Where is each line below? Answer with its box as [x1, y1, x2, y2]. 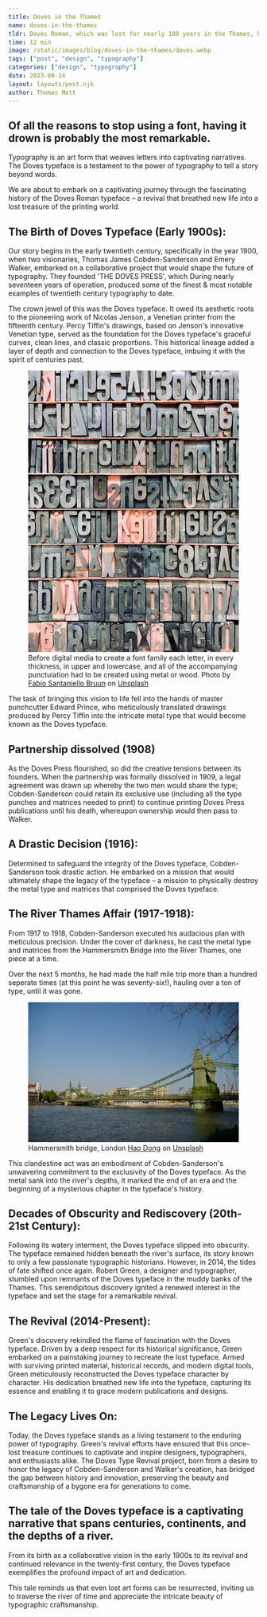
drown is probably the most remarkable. [8, 131, 211, 145]
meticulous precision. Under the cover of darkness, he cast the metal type [8, 936, 252, 946]
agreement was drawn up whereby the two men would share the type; [8, 781, 238, 791]
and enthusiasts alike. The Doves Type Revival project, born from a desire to [8, 1456, 258, 1466]
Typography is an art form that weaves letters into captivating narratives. [8, 152, 246, 163]
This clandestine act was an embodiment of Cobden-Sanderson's [8, 1158, 224, 1168]
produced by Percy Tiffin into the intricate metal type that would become [8, 711, 246, 720]
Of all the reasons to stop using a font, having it [8, 119, 247, 132]
